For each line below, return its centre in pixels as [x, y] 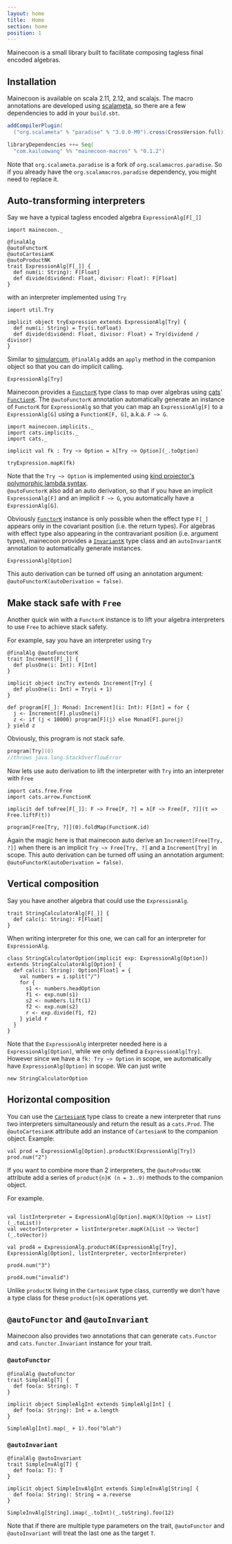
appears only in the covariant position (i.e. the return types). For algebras [111, 526]
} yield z [21, 726]
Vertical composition [53, 884]
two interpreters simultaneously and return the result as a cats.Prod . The [111, 1124]
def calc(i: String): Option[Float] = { [72, 970]
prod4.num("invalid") [38, 1278]
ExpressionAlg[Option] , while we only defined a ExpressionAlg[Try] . [105, 1051]
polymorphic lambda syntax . [48, 483]
